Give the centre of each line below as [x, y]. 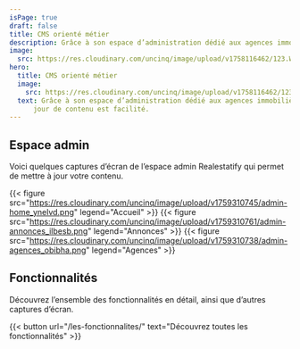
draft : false [33, 26]
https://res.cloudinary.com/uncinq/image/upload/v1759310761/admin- [158, 222]
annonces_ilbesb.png [49, 231]
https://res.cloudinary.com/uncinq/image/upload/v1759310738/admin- [159, 241]
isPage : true [33, 17]
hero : [19, 68]
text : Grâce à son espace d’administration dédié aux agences [135, 100]
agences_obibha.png [48, 250]
